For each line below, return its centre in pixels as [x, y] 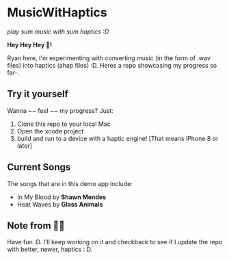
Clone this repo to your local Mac [64, 124]
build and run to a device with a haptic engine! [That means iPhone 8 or [118, 138]
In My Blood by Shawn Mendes [62, 197]
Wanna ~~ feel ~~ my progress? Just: [60, 110]
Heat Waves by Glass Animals [60, 204]
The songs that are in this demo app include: [70, 183]
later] [25, 146]
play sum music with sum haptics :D [58, 31]
